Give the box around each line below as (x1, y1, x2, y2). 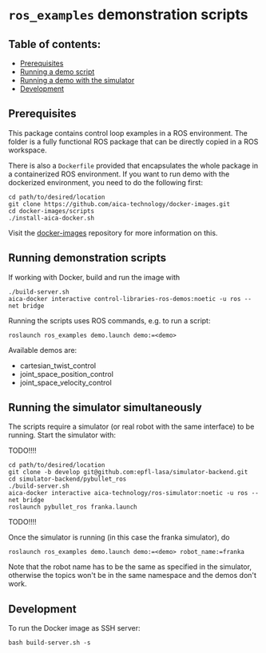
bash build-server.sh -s (8, 639, 91, 647)
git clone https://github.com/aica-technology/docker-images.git (8, 200, 230, 208)
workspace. (8, 145, 47, 155)
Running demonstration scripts (8, 251, 167, 265)
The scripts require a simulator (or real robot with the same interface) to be (8, 421, 255, 432)
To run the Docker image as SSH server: (8, 623, 141, 633)
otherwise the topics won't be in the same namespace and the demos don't (8, 571, 257, 580)
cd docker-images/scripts (8, 207, 94, 215)
